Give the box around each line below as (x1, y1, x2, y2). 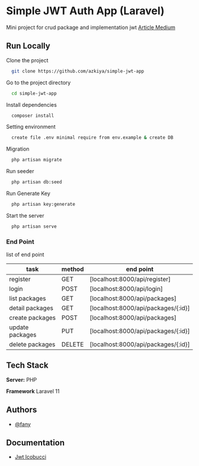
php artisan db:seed (11, 179, 62, 185)
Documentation (6, 438, 65, 448)
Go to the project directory (6, 79, 71, 86)
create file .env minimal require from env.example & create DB (11, 135, 174, 141)
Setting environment (6, 123, 56, 130)
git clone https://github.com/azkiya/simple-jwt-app (11, 68, 145, 74)
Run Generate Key (6, 190, 50, 197)
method (61, 265, 84, 273)
